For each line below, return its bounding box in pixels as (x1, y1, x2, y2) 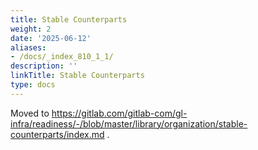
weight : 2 (10, 24, 52, 34)
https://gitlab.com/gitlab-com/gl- (51, 107, 188, 119)
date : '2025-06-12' (10, 33, 92, 43)
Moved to (10, 107, 50, 119)
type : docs (10, 80, 56, 90)
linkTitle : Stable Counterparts (10, 71, 145, 81)
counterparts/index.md (10, 128, 105, 140)
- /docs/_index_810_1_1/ (10, 52, 114, 62)
